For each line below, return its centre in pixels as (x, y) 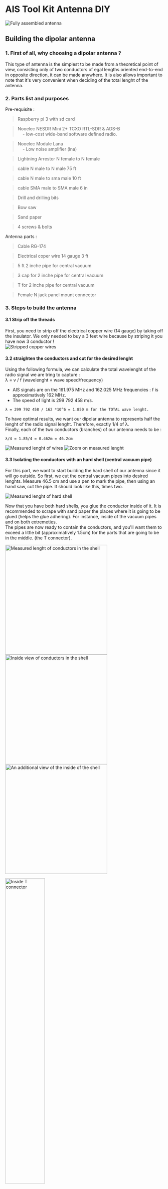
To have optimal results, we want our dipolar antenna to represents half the (83, 419)
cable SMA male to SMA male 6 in (52, 188)
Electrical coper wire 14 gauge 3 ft (53, 256)
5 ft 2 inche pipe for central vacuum (54, 265)
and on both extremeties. (31, 522)
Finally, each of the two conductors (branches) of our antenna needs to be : (83, 430)
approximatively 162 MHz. (39, 395)
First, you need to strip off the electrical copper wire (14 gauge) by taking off (84, 331)
